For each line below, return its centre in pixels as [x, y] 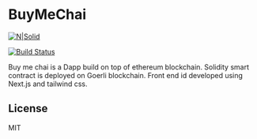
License [28, 109]
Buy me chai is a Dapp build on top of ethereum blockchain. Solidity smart [128, 67]
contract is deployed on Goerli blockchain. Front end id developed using [126, 75]
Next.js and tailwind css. [48, 84]
